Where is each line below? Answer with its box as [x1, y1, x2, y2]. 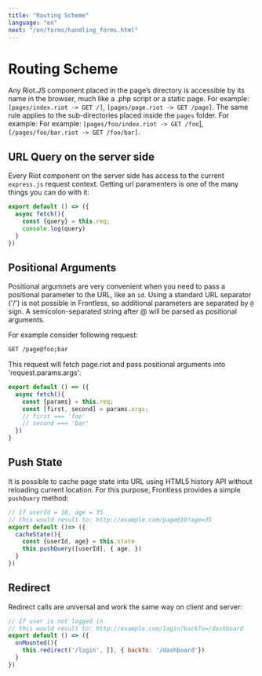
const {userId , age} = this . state [22, 538, 135, 546]
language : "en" [8, 19, 58, 27]
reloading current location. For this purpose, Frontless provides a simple [8, 485, 242, 494]
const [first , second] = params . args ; [22, 405, 149, 413]
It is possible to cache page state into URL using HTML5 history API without [8, 476, 253, 486]
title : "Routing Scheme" [8, 11, 89, 20]
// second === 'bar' [22, 420, 89, 427]
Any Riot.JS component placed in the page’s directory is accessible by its [8, 85, 246, 95]
